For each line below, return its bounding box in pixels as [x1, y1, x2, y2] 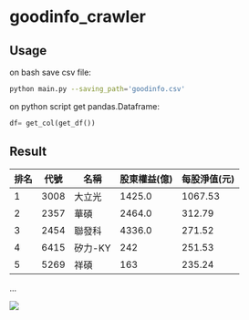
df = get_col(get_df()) [9, 119, 96, 128]
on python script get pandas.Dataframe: [9, 100, 160, 111]
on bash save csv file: [9, 67, 91, 77]
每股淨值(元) [182, 172, 235, 185]
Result [9, 144, 47, 160]
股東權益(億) [119, 172, 173, 185]
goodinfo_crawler [9, 6, 146, 27]
